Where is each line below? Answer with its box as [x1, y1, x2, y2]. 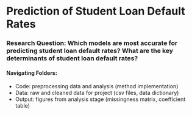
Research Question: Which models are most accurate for [6, 39, 178, 47]
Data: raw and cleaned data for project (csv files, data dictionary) [15, 89, 179, 97]
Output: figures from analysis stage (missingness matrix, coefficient [15, 96, 186, 103]
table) [15, 102, 30, 110]
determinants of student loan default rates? [6, 54, 138, 63]
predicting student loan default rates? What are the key [6, 47, 174, 55]
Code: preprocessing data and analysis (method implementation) [15, 83, 179, 90]
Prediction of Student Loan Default [6, 4, 185, 18]
